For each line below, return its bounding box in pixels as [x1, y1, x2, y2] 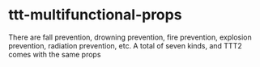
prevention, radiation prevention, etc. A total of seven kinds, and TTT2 [8, 40, 242, 50]
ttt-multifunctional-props [8, 6, 182, 24]
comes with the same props [8, 49, 101, 59]
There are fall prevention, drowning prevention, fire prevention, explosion [8, 32, 253, 42]
